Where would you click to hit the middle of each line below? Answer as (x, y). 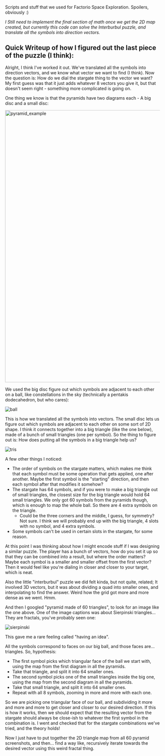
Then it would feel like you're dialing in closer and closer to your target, (77, 567)
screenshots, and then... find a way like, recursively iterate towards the (77, 743)
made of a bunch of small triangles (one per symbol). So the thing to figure (81, 434)
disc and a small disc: (27, 103)
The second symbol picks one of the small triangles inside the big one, (84, 677)
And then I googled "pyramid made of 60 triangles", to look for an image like (82, 607)
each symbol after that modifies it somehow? (58, 484)
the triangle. (24, 510)
